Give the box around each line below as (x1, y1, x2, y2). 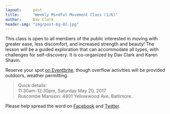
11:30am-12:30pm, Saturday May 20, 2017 (17, 88, 107, 94)
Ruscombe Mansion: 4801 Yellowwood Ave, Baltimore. (17, 93, 133, 99)
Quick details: (17, 82, 47, 89)
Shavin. (5, 57, 22, 64)
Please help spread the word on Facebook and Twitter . (5, 103, 120, 109)
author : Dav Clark (5, 17, 54, 22)
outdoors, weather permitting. (5, 72, 69, 79)
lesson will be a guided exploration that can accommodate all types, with (5, 46, 159, 52)
